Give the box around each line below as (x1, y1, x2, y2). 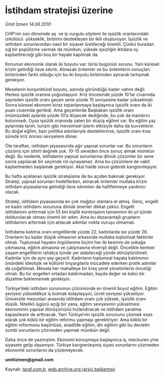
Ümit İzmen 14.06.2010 (5, 21, 51, 27)
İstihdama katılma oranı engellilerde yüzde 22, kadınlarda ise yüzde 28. (5, 229, 148, 234)
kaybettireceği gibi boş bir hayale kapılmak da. (5, 52, 99, 58)
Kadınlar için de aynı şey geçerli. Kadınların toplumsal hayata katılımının (5, 255, 149, 261)
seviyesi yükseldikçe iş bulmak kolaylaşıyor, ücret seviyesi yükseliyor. (5, 290, 145, 296)
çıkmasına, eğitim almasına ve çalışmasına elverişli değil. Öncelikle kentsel (5, 244, 155, 250)
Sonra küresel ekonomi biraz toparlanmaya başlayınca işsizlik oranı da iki (5, 102, 152, 108)
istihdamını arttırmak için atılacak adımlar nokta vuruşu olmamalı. (5, 219, 136, 225)
